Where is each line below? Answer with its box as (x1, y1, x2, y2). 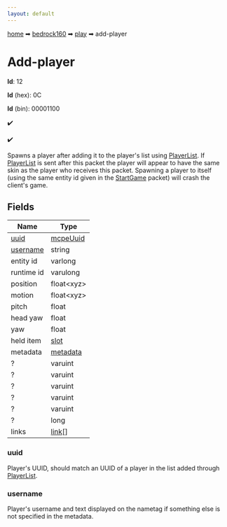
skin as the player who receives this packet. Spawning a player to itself (7, 166, 212, 174)
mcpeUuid (50, 234, 85, 244)
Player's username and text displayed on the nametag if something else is (7, 505, 221, 513)
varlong (50, 256, 76, 266)
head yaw (11, 313, 43, 323)
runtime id (11, 267, 44, 277)
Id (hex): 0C (7, 90, 42, 99)
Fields (7, 201, 35, 213)
